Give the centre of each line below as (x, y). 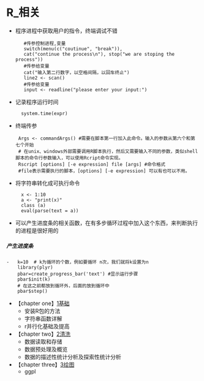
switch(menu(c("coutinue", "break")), (73, 49)
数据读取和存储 (43, 341)
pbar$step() (32, 291)
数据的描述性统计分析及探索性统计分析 (73, 356)
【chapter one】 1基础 (42, 303)
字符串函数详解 (43, 319)
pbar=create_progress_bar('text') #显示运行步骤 (78, 274)
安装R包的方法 (42, 311)
